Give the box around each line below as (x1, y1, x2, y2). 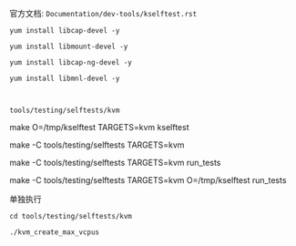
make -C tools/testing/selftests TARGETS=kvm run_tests (9, 158, 221, 168)
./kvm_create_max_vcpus (9, 228, 100, 237)
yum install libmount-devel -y (9, 42, 128, 51)
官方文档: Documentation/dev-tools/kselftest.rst (9, 8, 198, 18)
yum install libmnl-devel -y (9, 74, 120, 83)
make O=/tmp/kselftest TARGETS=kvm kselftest (9, 122, 189, 132)
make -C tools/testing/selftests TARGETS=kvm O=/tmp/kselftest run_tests (9, 175, 287, 185)
